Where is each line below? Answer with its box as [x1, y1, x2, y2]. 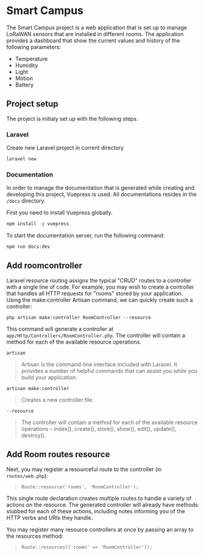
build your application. [21, 374, 77, 381]
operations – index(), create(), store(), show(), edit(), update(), [21, 425, 177, 432]
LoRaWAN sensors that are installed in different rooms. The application [6, 30, 184, 37]
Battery [15, 81, 34, 88]
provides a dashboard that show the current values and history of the [6, 37, 180, 44]
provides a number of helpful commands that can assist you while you [21, 367, 198, 374]
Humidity [15, 62, 38, 69]
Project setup [6, 99, 59, 109]
